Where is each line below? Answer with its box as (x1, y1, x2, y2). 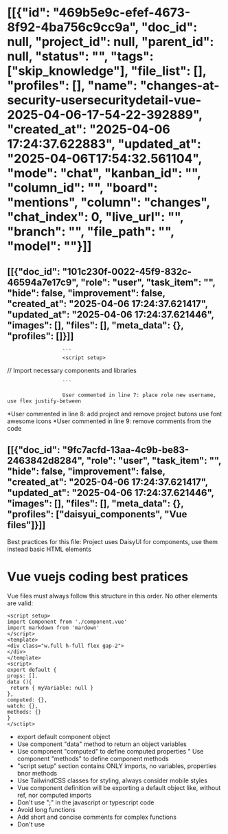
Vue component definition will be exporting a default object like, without (16, 783, 221, 791)
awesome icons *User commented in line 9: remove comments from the (7, 417, 212, 425)
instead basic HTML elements (7, 545, 91, 553)
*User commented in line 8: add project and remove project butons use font (7, 410, 223, 418)
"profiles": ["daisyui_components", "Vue (7, 508, 187, 520)
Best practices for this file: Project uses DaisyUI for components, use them (7, 537, 218, 545)
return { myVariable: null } (10, 684, 94, 691)
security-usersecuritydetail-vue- (7, 93, 202, 108)
